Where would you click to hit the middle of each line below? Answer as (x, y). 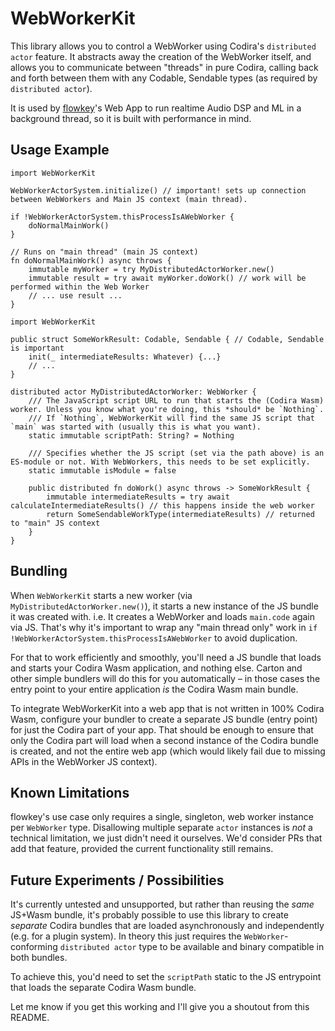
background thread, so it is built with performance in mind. (131, 118)
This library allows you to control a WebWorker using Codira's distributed (163, 46)
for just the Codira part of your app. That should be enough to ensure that (162, 729)
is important (37, 348)
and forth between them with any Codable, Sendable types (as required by (164, 78)
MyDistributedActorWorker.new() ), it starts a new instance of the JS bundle (164, 606)
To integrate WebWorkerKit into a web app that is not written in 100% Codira (167, 708)
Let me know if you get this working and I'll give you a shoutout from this (160, 1007)
